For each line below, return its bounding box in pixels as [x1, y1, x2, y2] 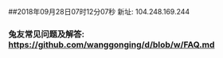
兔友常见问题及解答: [8, 29, 85, 40]
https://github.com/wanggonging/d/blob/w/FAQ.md [8, 39, 215, 50]
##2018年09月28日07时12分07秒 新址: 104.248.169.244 [8, 7, 190, 16]
